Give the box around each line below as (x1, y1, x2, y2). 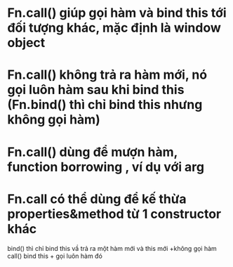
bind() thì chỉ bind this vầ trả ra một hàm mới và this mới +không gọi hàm (7, 244, 218, 252)
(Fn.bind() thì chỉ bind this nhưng (7, 97, 203, 113)
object (7, 35, 46, 51)
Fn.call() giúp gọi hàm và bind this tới (7, 5, 227, 21)
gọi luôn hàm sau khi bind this (7, 82, 185, 98)
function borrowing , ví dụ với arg (7, 159, 205, 175)
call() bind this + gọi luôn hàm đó (7, 252, 103, 260)
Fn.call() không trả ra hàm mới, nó (7, 67, 208, 83)
